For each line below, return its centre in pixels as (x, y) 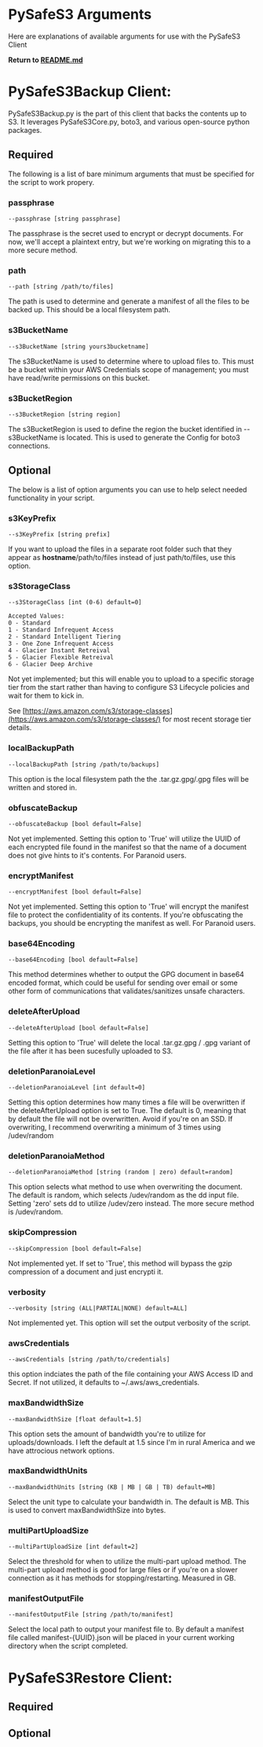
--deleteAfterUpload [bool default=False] (79, 1028)
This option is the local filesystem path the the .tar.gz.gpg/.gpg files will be (129, 779)
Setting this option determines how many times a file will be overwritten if (127, 1102)
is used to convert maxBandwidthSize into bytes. (87, 1510)
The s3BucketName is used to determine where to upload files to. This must (131, 361)
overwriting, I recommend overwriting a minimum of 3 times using (115, 1127)
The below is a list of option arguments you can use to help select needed (128, 489)
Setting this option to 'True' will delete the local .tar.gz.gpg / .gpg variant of (130, 1042)
